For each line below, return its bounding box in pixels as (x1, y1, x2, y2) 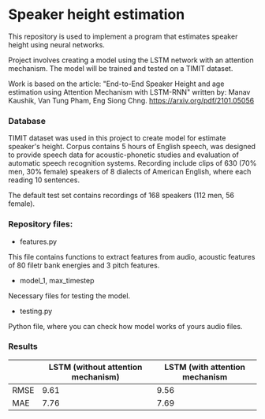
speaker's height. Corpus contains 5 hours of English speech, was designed (8, 142, 256, 152)
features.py (19, 237, 58, 246)
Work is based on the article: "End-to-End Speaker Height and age (8, 79, 225, 88)
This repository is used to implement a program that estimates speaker (8, 32, 238, 41)
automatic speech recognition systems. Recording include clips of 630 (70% (8, 159, 257, 168)
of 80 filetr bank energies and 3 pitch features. (8, 260, 160, 270)
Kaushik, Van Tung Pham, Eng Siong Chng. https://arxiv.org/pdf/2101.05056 (8, 95, 255, 105)
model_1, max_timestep (19, 275, 95, 285)
